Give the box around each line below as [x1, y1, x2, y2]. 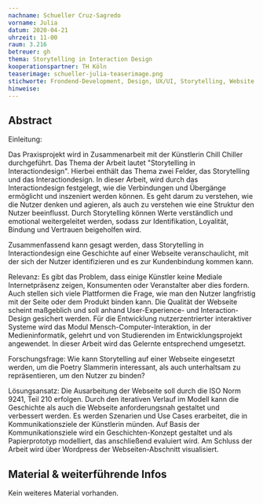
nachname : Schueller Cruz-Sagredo [8, 11, 122, 20]
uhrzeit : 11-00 [8, 33, 58, 42]
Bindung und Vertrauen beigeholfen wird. [8, 225, 142, 234]
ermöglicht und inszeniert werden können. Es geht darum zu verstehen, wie [8, 192, 254, 201]
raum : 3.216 [8, 41, 47, 49]
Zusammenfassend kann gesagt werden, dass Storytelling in [8, 241, 204, 250]
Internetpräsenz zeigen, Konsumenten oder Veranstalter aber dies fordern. [8, 281, 250, 290]
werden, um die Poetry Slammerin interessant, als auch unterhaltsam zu [8, 362, 241, 372]
